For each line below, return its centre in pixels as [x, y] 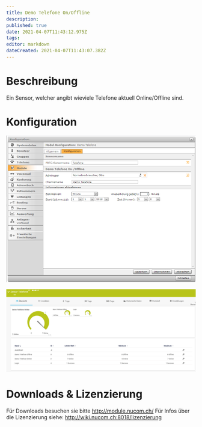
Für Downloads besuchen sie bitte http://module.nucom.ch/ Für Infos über [98, 411]
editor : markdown [28, 44]
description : [23, 19]
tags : [13, 38]
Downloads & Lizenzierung [75, 394]
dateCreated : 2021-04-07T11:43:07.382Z [56, 51]
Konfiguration [41, 122]
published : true [26, 25]
